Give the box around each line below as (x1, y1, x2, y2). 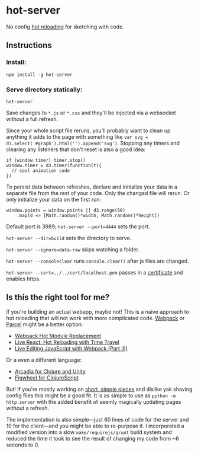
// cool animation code (11, 167, 70, 174)
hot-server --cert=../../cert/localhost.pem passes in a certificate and (6, 269, 183, 276)
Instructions (6, 40, 52, 50)
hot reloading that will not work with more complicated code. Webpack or (6, 314, 185, 321)
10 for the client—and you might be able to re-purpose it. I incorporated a (6, 422, 184, 429)
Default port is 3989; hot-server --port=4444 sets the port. (6, 223, 150, 230)
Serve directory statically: (6, 85, 83, 94)
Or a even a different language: (6, 356, 82, 363)
